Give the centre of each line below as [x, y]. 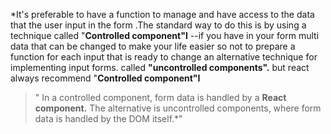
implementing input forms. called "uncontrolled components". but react [160, 67]
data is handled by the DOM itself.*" [108, 118]
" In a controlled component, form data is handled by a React [160, 97]
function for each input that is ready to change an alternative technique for [164, 57]
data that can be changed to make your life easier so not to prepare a [153, 46]
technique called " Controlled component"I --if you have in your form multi [165, 35]
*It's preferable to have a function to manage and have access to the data [162, 14]
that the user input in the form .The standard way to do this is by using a [158, 25]
